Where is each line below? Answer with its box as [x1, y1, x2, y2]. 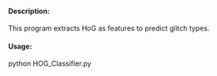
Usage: [8, 42, 33, 51]
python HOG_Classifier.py [8, 59, 92, 68]
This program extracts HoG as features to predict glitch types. [8, 24, 210, 33]
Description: [8, 6, 50, 16]
